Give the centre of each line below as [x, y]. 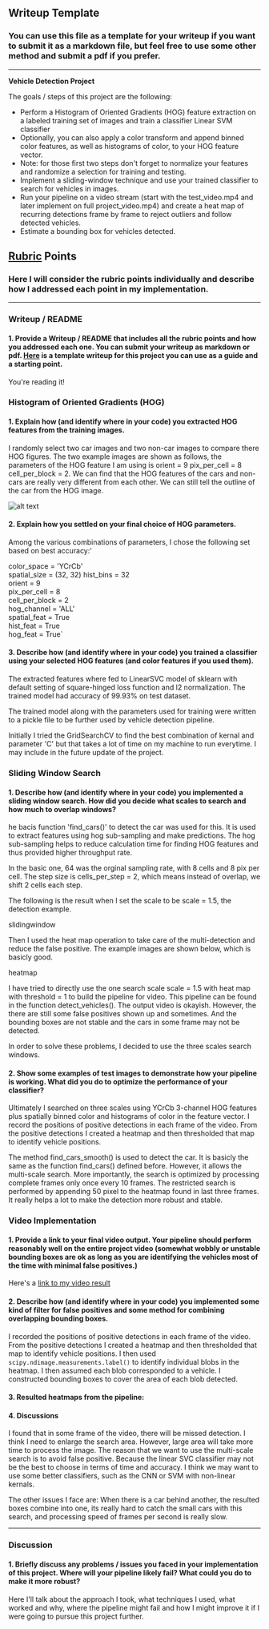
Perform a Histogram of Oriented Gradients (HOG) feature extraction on [138, 112]
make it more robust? [44, 1581]
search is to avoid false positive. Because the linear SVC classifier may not [131, 1459]
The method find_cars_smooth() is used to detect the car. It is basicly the [128, 1157]
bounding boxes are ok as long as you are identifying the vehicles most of [133, 1257]
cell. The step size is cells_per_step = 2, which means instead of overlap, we [134, 877]
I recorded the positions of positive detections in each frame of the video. [130, 1336]
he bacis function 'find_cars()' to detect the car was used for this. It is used [132, 827]
